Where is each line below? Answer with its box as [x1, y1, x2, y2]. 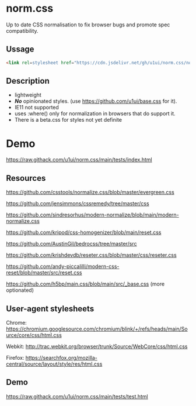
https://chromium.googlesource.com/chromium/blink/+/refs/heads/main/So [6, 325, 188, 332]
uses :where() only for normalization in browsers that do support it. [14, 110, 176, 117]
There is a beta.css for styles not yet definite [14, 116, 123, 123]
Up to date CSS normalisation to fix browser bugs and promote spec [6, 21, 170, 28]
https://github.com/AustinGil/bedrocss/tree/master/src [6, 240, 137, 247]
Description [6, 76, 50, 86]
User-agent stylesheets [6, 304, 94, 314]
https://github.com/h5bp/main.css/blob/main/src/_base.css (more [6, 280, 165, 288]
